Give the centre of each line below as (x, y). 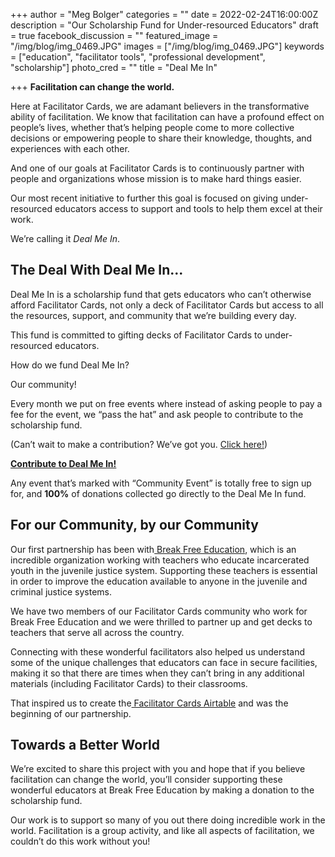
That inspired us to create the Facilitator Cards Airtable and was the (149, 703)
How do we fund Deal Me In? (70, 365)
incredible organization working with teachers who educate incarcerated (160, 560)
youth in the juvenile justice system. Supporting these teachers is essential (164, 570)
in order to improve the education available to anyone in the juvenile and (159, 581)
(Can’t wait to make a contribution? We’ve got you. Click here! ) (139, 444)
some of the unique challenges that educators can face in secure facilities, (164, 662)
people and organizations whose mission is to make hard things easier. (156, 178)
